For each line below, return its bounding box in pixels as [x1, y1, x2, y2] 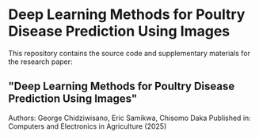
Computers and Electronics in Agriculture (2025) [8, 121, 167, 131]
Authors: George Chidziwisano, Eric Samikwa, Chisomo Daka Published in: [8, 113, 251, 122]
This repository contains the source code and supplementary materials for [8, 48, 251, 58]
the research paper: [8, 57, 73, 66]
